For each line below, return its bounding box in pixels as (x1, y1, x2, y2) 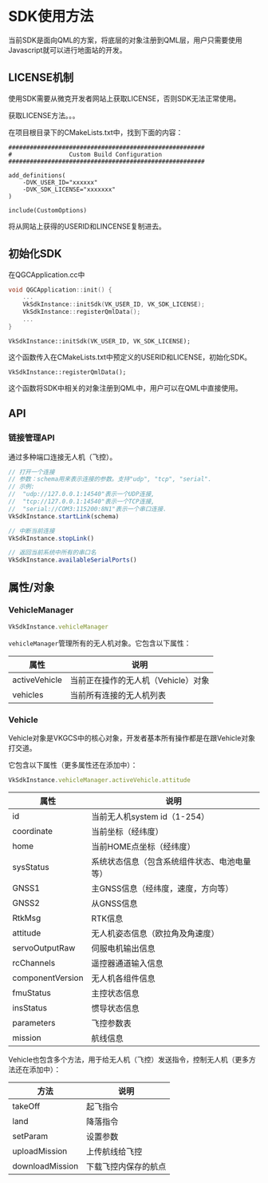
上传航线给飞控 (86, 1145, 143, 1157)
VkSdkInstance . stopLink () (8, 534, 94, 542)
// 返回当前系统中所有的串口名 (8, 549, 97, 557)
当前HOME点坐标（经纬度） (91, 840, 195, 852)
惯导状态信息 (91, 1002, 140, 1014)
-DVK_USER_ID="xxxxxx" (22, 178, 98, 186)
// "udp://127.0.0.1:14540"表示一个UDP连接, (8, 490, 156, 498)
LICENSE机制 (8, 71, 74, 85)
